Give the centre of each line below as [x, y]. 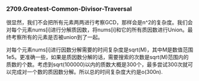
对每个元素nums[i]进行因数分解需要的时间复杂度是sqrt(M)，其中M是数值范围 [100, 50]
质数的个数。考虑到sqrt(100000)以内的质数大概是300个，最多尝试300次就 [97, 64]
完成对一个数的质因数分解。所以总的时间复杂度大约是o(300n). [87, 72]
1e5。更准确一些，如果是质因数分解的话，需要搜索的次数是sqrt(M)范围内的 [97, 57]
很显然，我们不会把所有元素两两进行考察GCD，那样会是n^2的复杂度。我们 [97, 22]
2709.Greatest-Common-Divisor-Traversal [69, 9]
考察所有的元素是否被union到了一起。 [57, 37]
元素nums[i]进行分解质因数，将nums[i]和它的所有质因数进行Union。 [105, 30]
